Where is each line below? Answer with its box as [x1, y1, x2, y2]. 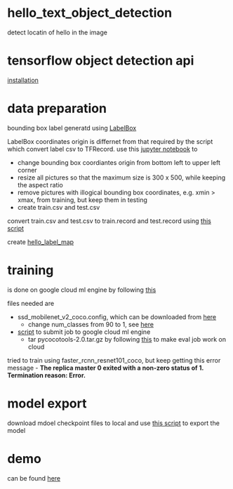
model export [7, 395, 87, 411]
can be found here [7, 474, 61, 482]
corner [17, 166, 37, 174]
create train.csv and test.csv [17, 203, 100, 211]
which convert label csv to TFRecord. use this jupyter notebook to [7, 145, 198, 153]
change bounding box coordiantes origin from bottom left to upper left [17, 158, 221, 166]
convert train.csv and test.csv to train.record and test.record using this [7, 216, 212, 225]
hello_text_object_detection [7, 5, 173, 21]
